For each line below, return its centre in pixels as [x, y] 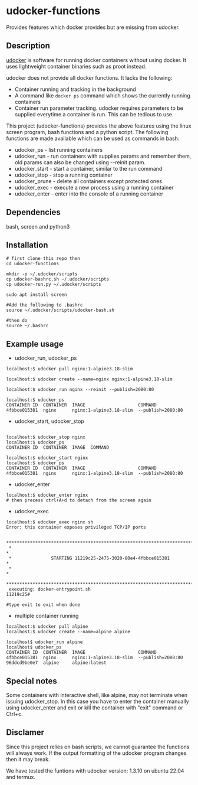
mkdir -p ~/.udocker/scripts [42, 274]
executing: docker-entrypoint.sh [50, 589]
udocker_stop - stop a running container [64, 175]
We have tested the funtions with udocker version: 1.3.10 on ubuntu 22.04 [95, 771]
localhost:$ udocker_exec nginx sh [50, 522]
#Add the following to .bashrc [44, 305]
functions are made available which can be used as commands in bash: [93, 138]
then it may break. [28, 759]
